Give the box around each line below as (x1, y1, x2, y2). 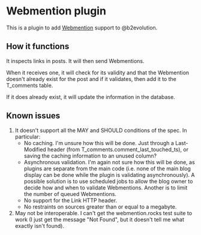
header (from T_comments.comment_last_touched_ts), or (47, 146, 189, 153)
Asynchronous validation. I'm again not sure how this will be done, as (23, 158, 195, 165)
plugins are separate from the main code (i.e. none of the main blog (23, 165, 191, 172)
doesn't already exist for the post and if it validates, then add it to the (6, 75, 177, 82)
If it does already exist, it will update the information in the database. (6, 93, 175, 100)
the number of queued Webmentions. (23, 190, 117, 197)
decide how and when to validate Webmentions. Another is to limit (23, 184, 188, 191)
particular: (14, 133, 41, 140)
